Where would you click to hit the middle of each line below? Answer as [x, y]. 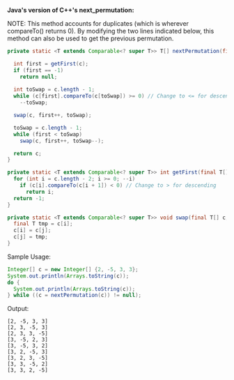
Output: [18, 309]
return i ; [40, 192]
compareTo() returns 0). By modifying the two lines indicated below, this [111, 31]
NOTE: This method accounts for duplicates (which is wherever [98, 23]
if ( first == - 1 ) [39, 70]
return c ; [28, 153]
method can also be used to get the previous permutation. [91, 38]
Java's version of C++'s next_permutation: [71, 10]
